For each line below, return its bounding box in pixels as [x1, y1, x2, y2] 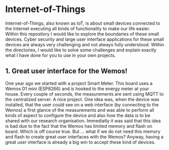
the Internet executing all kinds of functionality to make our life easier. [5, 25, 150, 31]
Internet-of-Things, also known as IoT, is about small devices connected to [5, 20, 160, 26]
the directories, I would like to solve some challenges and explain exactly [5, 47, 157, 53]
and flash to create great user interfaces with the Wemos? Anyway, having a [5, 133, 164, 139]
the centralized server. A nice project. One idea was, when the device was [5, 96, 160, 102]
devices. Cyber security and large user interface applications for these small [5, 36, 164, 42]
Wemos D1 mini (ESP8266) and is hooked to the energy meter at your [5, 86, 149, 92]
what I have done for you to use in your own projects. [5, 52, 116, 58]
